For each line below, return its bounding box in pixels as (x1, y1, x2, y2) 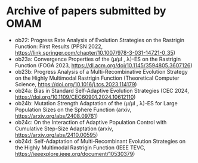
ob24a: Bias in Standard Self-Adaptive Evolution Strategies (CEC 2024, (14, 87, 190, 94)
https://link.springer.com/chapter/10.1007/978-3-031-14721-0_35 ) (14, 49, 176, 56)
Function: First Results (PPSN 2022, (14, 43, 103, 50)
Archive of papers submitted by (6, 4, 166, 18)
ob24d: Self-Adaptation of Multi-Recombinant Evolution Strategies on (14, 137, 186, 145)
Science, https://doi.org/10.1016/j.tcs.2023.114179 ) (14, 80, 137, 87)
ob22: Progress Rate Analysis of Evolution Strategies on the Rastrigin (14, 36, 185, 43)
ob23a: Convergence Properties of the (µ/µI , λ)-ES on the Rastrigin (14, 55, 181, 62)
